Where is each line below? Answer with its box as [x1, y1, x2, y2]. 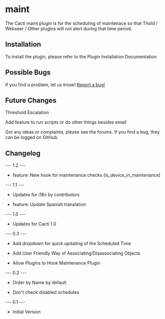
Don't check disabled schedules [12, 289, 79, 295]
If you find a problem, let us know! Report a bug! [5, 82, 105, 88]
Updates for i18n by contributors [12, 192, 79, 198]
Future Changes [5, 96, 57, 104]
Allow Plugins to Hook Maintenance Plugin [12, 260, 101, 266]
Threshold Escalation [5, 109, 49, 115]
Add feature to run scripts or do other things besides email [5, 119, 127, 125]
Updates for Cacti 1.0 [12, 221, 56, 227]
